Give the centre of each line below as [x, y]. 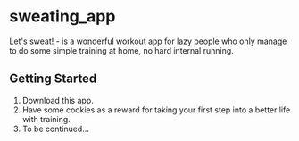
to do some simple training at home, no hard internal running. [121, 50]
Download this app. [58, 100]
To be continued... [55, 129]
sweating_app [62, 17]
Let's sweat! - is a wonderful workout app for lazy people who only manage [148, 41]
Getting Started [53, 79]
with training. [46, 119]
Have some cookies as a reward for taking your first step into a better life [156, 110]
